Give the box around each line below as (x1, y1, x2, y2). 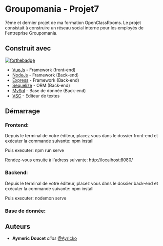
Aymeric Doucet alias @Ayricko (12, 235, 77, 241)
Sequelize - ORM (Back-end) (12, 82, 70, 88)
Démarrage (5, 107, 40, 116)
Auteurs (5, 222, 31, 231)
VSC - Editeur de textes (12, 93, 60, 98)
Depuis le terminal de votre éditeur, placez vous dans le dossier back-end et (5, 180, 159, 186)
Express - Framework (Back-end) (12, 77, 80, 83)
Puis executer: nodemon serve (5, 195, 67, 201)
